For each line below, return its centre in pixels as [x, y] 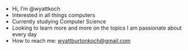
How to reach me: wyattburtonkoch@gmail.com [71, 41]
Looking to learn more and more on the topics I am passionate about [97, 28]
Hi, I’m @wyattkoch [36, 9]
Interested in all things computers [53, 15]
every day [24, 34]
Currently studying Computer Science [59, 21]
